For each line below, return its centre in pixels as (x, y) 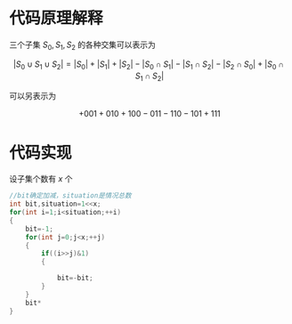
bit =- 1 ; (39, 229)
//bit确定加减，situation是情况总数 (70, 196)
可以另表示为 (32, 96)
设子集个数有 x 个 (41, 179)
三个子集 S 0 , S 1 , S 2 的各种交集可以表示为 (82, 45)
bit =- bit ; (75, 278)
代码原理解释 (57, 18)
